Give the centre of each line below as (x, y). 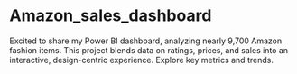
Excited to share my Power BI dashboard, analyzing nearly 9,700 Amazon (146, 41)
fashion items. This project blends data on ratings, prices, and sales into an (149, 50)
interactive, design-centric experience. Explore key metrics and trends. (141, 60)
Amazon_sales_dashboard (111, 16)
